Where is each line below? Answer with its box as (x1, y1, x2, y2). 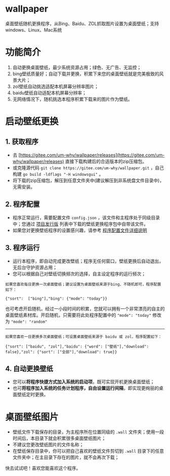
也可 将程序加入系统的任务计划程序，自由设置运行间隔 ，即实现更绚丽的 (12, 385, 159, 391)
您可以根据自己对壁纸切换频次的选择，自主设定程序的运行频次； (12, 270, 146, 277)
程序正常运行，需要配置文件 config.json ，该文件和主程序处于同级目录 (12, 214, 160, 220)
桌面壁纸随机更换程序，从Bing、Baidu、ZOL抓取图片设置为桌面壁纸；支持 (5, 20, 159, 26)
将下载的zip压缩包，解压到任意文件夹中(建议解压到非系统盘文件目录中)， (12, 177, 164, 183)
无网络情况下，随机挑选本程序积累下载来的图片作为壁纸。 (12, 96, 133, 102)
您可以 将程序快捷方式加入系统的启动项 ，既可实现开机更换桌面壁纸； (12, 379, 155, 385)
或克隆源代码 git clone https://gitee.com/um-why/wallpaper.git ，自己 (12, 165, 164, 171)
